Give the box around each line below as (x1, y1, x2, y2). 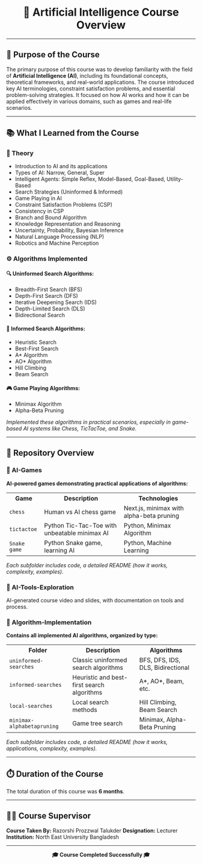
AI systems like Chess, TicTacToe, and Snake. (23, 424, 137, 432)
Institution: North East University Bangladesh (6, 833, 119, 840)
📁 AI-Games (6, 466, 42, 475)
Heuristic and (72, 673, 110, 682)
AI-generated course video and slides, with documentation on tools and (6, 596, 184, 604)
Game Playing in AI (14, 195, 62, 202)
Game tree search (72, 719, 123, 728)
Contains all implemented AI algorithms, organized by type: (6, 632, 158, 639)
